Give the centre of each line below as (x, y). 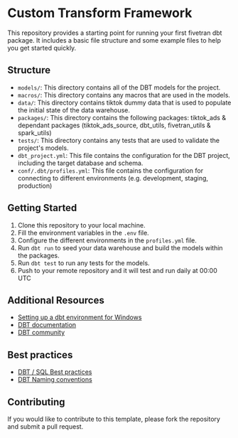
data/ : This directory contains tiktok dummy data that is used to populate (124, 102)
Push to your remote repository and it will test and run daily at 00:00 (118, 270)
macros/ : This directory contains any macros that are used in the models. (124, 95)
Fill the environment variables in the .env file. (83, 233)
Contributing (36, 402)
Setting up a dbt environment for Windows (80, 317)
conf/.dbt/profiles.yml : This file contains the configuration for (110, 170)
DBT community (41, 333)
